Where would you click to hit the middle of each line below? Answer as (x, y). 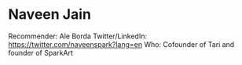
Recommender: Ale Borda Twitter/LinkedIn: (78, 36)
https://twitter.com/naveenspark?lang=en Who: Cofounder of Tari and (121, 44)
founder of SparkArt (40, 52)
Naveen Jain (50, 14)
